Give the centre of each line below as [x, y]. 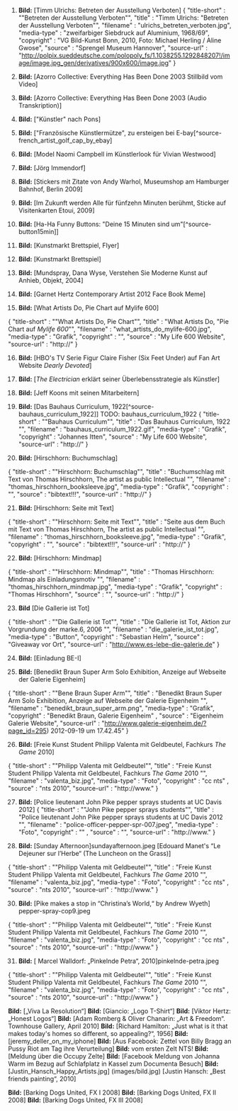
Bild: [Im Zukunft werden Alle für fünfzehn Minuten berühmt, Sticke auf [122, 203]
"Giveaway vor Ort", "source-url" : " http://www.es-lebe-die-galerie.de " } [114, 644]
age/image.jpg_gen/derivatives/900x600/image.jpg [93, 63]
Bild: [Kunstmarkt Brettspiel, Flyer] [69, 245]
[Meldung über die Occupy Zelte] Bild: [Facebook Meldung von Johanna [114, 1056]
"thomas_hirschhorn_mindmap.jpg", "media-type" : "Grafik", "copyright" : [115, 587]
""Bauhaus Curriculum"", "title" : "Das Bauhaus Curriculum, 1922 [136, 422]
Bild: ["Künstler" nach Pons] [59, 119]
